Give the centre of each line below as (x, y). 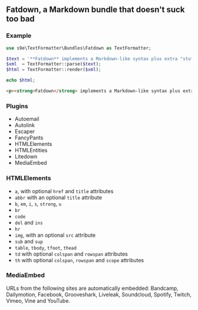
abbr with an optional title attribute (58, 197)
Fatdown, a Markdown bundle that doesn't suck (95, 10)
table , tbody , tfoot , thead (45, 247)
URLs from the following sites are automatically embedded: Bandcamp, (92, 288)
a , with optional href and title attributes (64, 191)
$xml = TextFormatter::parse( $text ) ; (54, 64)
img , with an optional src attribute (55, 235)
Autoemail (27, 119)
